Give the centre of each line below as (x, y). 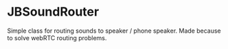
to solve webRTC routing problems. (57, 37)
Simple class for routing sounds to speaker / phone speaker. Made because (114, 31)
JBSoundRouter (53, 12)
